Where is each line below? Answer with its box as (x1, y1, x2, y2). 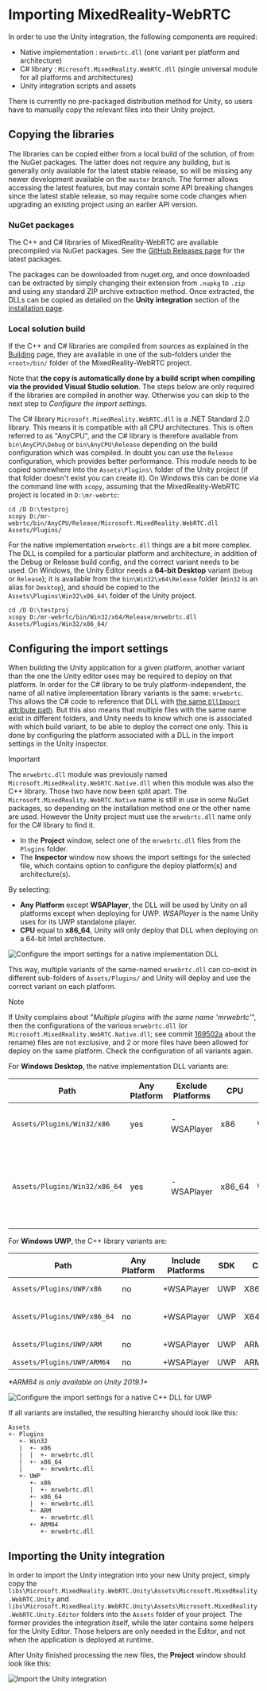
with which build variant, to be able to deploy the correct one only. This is (8, 722, 249, 732)
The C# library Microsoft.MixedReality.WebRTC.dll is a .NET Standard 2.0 (8, 415, 250, 424)
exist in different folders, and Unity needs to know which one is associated (8, 713, 253, 724)
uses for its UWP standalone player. (19, 917, 137, 927)
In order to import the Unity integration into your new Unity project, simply (8, 1570, 250, 1580)
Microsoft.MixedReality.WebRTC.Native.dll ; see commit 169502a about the (8, 1029, 257, 1039)
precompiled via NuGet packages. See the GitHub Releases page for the (8, 246, 245, 256)
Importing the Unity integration (8, 1549, 165, 1562)
